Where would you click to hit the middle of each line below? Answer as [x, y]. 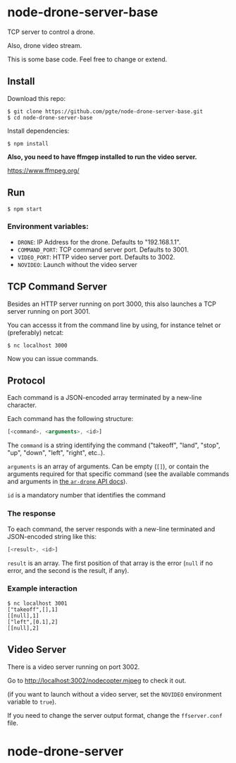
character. [22, 405]
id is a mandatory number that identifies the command [86, 495]
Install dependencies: [38, 131]
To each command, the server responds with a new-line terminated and [111, 529]
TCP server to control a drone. [51, 32]
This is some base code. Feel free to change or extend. [87, 59]
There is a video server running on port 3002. [74, 667]
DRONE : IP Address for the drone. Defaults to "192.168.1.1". [99, 242]
